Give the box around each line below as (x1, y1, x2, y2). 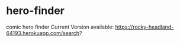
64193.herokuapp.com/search (6, 29, 80, 36)
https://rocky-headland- (115, 23, 174, 30)
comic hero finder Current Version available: (6, 23, 114, 30)
